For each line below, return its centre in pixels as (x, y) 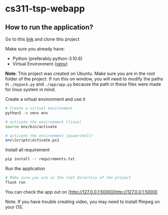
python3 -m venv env (27, 113)
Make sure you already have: (35, 49)
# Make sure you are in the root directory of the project (68, 178)
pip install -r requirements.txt (40, 159)
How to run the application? (49, 27)
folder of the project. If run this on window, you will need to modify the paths (84, 79)
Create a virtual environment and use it (45, 99)
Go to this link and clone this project (42, 39)
